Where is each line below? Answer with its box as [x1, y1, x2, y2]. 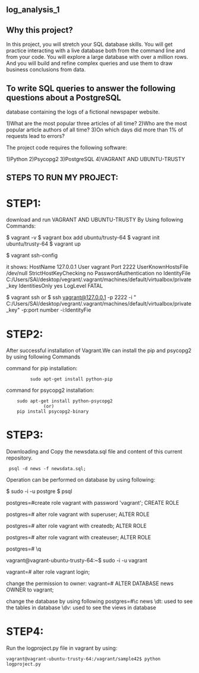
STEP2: [6, 327, 43, 341]
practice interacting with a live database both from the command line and [6, 47, 185, 54]
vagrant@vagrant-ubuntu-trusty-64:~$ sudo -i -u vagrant [6, 557, 147, 564]
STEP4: [6, 625, 44, 639]
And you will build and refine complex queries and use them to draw [6, 59, 173, 67]
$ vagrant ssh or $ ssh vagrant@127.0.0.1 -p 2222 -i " [6, 294, 137, 301]
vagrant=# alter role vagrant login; [6, 568, 90, 575]
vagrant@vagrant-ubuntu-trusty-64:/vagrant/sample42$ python [6, 656, 161, 662]
